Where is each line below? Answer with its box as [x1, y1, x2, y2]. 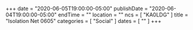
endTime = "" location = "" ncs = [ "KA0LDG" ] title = [58, 11, 189, 18]
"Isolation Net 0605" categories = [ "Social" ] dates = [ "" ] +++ [5, 18, 162, 24]
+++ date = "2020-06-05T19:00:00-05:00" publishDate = [5, 5, 148, 12]
